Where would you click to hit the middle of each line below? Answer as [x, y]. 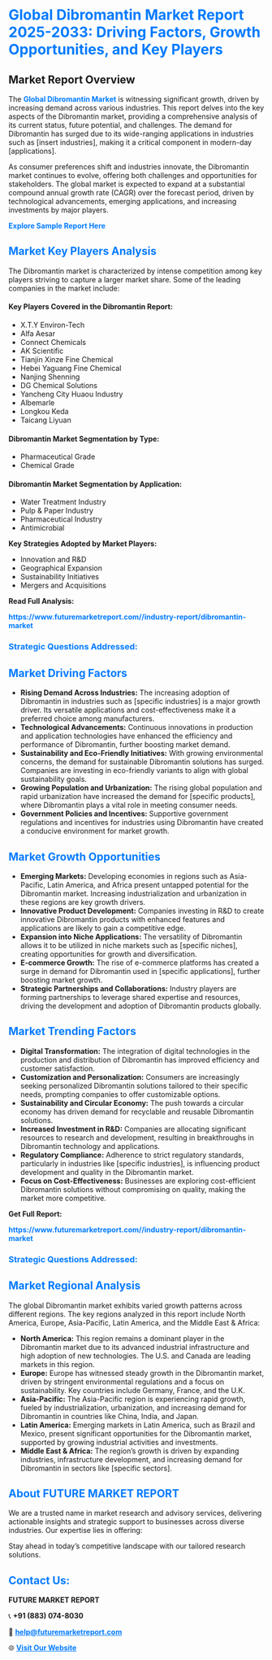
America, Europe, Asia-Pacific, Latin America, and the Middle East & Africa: [134, 1322]
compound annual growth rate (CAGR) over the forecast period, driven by [131, 192]
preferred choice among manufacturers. [87, 719]
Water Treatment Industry [63, 502]
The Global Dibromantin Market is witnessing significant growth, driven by [134, 99]
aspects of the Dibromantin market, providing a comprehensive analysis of [133, 116]
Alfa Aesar [37, 334]
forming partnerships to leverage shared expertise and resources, [130, 997]
